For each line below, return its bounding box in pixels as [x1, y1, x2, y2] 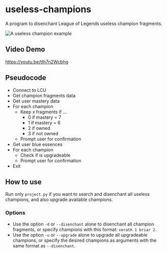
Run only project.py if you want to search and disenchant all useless [5, 191, 150, 197]
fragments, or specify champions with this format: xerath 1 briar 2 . [12, 226, 157, 233]
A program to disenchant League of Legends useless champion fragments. [5, 20, 163, 27]
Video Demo [5, 45, 45, 54]
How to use [5, 178, 42, 186]
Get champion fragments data [12, 92, 76, 98]
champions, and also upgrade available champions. [5, 196, 113, 203]
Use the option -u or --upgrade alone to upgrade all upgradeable [12, 232, 148, 238]
